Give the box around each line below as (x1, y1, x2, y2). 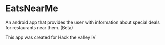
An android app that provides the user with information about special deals (5, 19, 160, 25)
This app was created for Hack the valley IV (5, 34, 96, 40)
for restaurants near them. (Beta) (5, 24, 73, 30)
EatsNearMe (5, 3, 59, 14)
